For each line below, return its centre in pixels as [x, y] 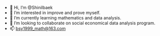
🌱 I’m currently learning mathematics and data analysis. [65, 18]
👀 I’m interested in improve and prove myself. [55, 13]
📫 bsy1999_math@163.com [38, 28]
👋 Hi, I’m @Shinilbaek [31, 8]
